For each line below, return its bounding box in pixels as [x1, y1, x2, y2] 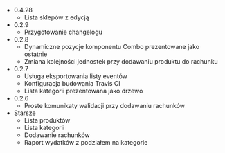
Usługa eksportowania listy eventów [24, 72, 128, 80]
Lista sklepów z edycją [24, 13, 89, 21]
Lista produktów [24, 116, 71, 124]
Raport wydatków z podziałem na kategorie [24, 138, 148, 146]
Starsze [13, 109, 36, 117]
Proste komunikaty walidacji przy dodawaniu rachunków [24, 102, 186, 109]
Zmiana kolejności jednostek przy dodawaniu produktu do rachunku [24, 57, 218, 65]
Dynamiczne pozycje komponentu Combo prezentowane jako [24, 43, 199, 51]
